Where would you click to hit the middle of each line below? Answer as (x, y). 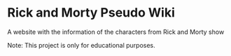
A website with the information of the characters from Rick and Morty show (116, 32)
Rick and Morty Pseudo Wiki (91, 13)
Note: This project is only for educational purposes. (81, 45)
